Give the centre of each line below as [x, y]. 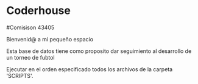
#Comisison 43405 [30, 27]
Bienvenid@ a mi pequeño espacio [50, 39]
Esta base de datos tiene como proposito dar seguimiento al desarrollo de [99, 51]
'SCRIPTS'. [20, 75]
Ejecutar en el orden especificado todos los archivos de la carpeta [90, 69]
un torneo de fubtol [30, 57]
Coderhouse [39, 11]
